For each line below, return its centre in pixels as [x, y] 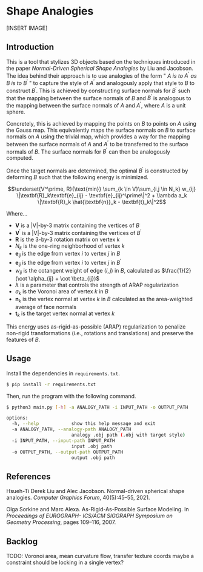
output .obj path [93, 458]
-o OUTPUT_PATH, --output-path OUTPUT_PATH [67, 452]
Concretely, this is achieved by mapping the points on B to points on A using [101, 124]
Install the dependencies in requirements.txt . [63, 373]
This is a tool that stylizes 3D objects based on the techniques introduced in [101, 61]
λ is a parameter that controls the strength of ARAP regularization [97, 285]
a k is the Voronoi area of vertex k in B [62, 292]
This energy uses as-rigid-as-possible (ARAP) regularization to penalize [96, 327]
